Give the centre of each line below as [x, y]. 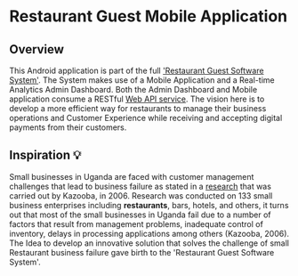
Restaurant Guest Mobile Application [148, 16]
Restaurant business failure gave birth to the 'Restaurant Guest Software [142, 252]
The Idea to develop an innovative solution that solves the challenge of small [149, 243]
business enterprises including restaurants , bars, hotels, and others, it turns [149, 205]
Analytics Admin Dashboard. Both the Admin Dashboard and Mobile [133, 89]
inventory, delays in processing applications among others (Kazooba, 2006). [149, 233]
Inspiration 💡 [45, 155]
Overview [37, 49]
